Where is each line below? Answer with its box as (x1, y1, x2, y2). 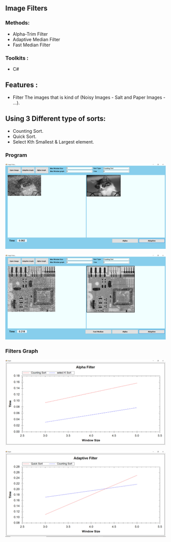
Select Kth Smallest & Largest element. (12, 138, 94, 145)
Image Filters (5, 4, 48, 13)
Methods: (5, 19, 30, 26)
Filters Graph (5, 348, 38, 355)
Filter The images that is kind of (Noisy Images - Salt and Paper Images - (12, 94, 165, 100)
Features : (5, 81, 38, 90)
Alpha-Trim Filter (12, 31, 48, 37)
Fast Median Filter (12, 42, 51, 48)
